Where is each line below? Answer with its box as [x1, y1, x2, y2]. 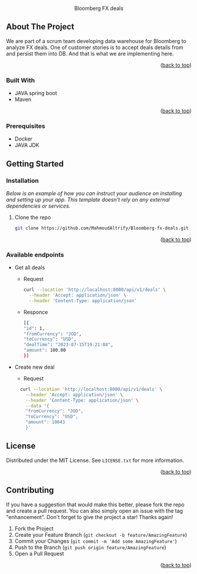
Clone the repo [14, 214, 51, 221]
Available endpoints [6, 250, 65, 258]
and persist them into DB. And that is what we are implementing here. [6, 50, 174, 57]
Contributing [6, 486, 54, 496]
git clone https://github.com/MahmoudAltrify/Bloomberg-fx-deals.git [14, 225, 189, 231]
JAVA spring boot [14, 90, 58, 97]
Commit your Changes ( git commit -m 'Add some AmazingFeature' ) [14, 537, 178, 545]
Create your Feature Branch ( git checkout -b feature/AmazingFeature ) [14, 531, 188, 538]
